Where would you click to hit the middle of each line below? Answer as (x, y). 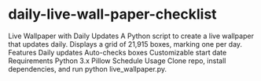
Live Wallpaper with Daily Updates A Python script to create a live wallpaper (131, 36)
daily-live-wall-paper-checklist (113, 14)
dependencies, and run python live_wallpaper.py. (88, 69)
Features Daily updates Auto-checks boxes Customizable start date (118, 52)
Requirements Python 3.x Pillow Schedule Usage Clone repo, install (117, 61)
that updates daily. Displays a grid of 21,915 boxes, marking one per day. (125, 44)
